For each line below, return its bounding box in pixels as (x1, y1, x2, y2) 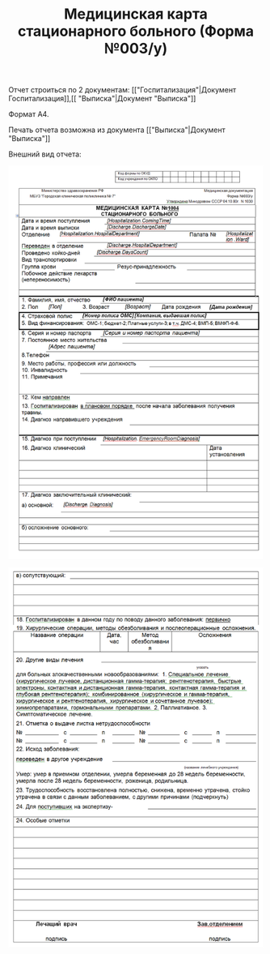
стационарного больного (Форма (17, 22, 255, 41)
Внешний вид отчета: (8, 149, 82, 159)
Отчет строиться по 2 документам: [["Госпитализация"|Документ (8, 85, 237, 95)
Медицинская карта (63, 5, 209, 24)
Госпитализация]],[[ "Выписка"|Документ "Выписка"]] (8, 94, 196, 104)
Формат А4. (8, 109, 49, 119)
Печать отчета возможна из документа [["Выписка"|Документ (8, 125, 226, 135)
